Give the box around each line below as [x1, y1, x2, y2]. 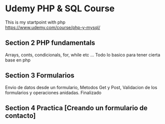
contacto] [5, 111, 36, 120]
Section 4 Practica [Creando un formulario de [5, 104, 148, 112]
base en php [5, 57, 31, 63]
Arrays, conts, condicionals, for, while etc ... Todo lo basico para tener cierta [5, 52, 161, 58]
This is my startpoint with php [5, 19, 66, 25]
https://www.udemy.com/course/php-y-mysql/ [5, 24, 100, 30]
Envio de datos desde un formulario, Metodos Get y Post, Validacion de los [5, 84, 158, 90]
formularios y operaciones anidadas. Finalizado [5, 90, 102, 95]
